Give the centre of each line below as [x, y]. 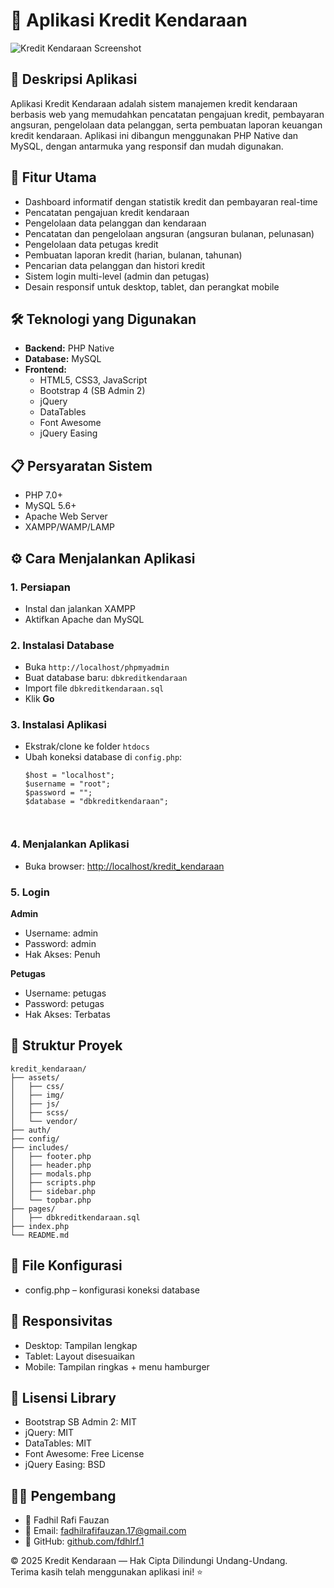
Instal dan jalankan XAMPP [80, 608]
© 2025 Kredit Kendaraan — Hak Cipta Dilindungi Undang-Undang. [149, 1561]
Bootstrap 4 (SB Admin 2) [92, 391]
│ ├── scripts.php [53, 1182]
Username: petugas [65, 993]
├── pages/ [33, 1209]
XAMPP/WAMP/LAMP [70, 527]
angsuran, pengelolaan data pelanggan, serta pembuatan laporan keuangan [166, 125]
